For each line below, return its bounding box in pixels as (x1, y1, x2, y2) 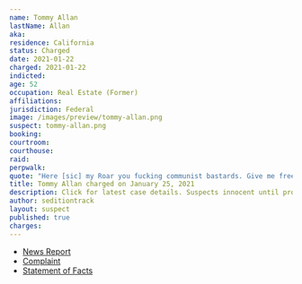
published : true (9, 212, 70, 222)
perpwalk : (9, 163, 47, 172)
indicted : (9, 72, 47, 81)
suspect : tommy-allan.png (9, 122, 106, 131)
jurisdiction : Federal (9, 105, 94, 114)
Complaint (22, 255, 61, 266)
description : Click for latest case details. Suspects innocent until (9, 188, 280, 197)
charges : (9, 221, 42, 230)
